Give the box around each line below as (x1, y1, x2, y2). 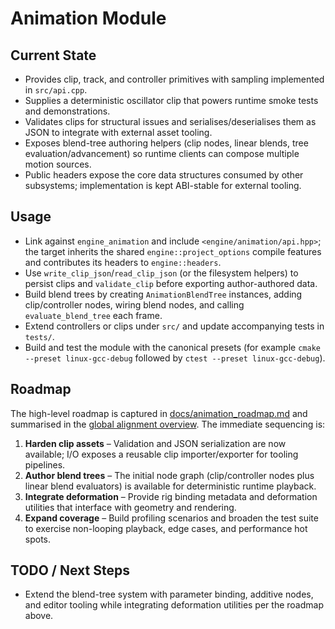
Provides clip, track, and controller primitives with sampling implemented (24, 73, 325, 85)
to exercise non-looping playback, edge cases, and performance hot (24, 522, 308, 534)
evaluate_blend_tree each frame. (24, 309, 163, 321)
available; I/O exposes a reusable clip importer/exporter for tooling (24, 448, 299, 460)
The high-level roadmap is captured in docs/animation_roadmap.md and (10, 407, 308, 419)
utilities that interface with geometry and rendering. (24, 501, 237, 513)
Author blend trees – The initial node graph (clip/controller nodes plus (24, 469, 315, 481)
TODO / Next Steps (10, 562, 130, 579)
